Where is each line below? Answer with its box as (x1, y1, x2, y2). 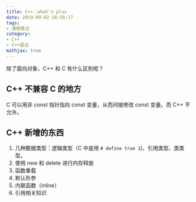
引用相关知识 (14, 189, 47, 197)
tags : (6, 20, 20, 26)
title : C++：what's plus (6, 8, 68, 15)
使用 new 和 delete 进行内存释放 (14, 160, 94, 167)
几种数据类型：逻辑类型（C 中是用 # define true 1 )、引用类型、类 (14, 145, 179, 152)
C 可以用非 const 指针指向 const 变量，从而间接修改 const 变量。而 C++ (6, 101, 184, 108)
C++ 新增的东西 (6, 127, 65, 137)
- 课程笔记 (6, 25, 30, 32)
